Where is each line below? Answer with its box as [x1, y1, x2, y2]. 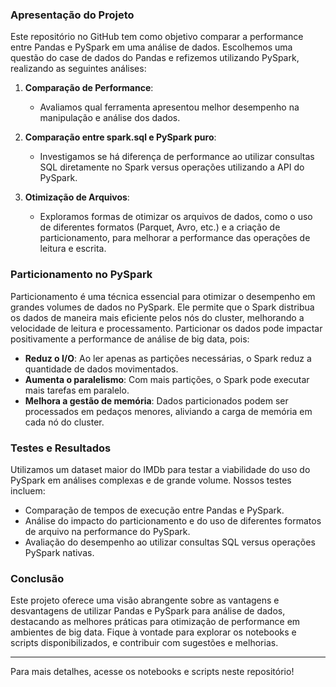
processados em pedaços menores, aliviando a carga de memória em [24, 405, 313, 417]
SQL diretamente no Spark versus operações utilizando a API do [39, 161, 305, 173]
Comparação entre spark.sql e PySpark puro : [24, 131, 217, 143]
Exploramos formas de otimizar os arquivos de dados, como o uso [39, 211, 313, 223]
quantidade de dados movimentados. [24, 363, 179, 375]
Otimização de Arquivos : [24, 191, 130, 203]
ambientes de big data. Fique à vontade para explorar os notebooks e [10, 626, 297, 638]
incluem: [10, 484, 46, 497]
